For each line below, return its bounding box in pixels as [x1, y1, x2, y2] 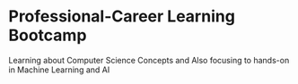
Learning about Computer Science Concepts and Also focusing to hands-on [8, 55, 290, 65]
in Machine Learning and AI [8, 64, 110, 75]
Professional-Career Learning [8, 6, 235, 27]
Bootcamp [8, 25, 87, 46]
